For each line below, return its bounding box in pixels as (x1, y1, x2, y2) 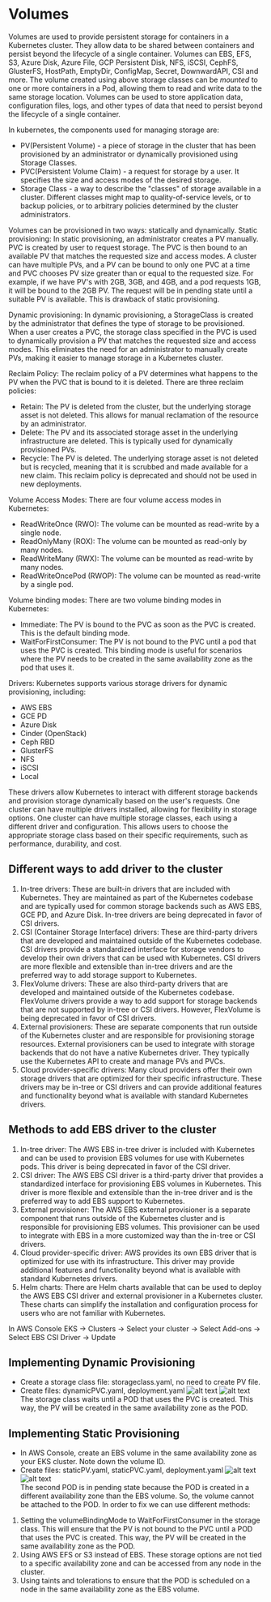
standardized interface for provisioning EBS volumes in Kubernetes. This (19, 1179, 262, 1189)
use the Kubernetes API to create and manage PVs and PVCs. (19, 1056, 226, 1066)
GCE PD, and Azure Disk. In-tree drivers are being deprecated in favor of (19, 910, 263, 919)
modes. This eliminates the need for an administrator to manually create (8, 344, 248, 353)
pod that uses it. (19, 662, 74, 672)
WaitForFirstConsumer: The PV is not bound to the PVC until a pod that (19, 636, 256, 646)
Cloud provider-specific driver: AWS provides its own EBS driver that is (19, 1248, 257, 1257)
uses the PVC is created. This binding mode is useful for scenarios (19, 645, 243, 655)
